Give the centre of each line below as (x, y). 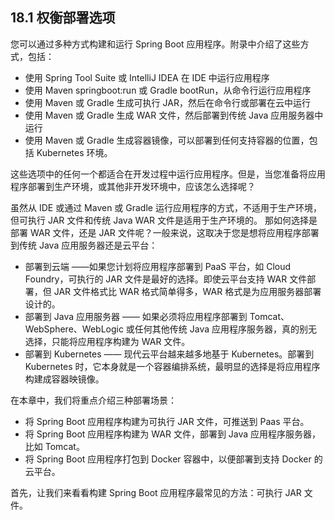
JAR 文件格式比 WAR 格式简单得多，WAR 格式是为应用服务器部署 (187, 291)
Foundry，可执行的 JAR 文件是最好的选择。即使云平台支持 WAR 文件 (166, 279)
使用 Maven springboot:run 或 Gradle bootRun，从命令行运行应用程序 (168, 90)
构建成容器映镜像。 (64, 379)
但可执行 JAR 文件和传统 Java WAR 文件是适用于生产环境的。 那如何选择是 (164, 220)
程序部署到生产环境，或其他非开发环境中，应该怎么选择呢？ (133, 186)
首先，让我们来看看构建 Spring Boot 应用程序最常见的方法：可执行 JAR (156, 492)
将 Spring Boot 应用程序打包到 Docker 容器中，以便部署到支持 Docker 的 (173, 459)
